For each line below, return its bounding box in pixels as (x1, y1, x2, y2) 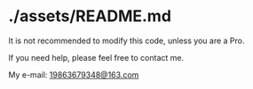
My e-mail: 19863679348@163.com (8, 69, 139, 80)
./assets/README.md (8, 6, 172, 26)
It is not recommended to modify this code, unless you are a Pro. (8, 35, 245, 46)
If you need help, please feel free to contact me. (8, 52, 185, 63)
